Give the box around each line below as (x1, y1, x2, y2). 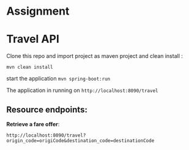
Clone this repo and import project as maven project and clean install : (6, 52, 183, 60)
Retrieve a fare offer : (6, 120, 60, 127)
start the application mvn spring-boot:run (6, 75, 111, 82)
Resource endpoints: (6, 104, 87, 115)
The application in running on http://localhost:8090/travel (6, 87, 158, 94)
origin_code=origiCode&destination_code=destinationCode (6, 137, 155, 144)
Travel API (6, 32, 59, 46)
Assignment (6, 4, 70, 18)
